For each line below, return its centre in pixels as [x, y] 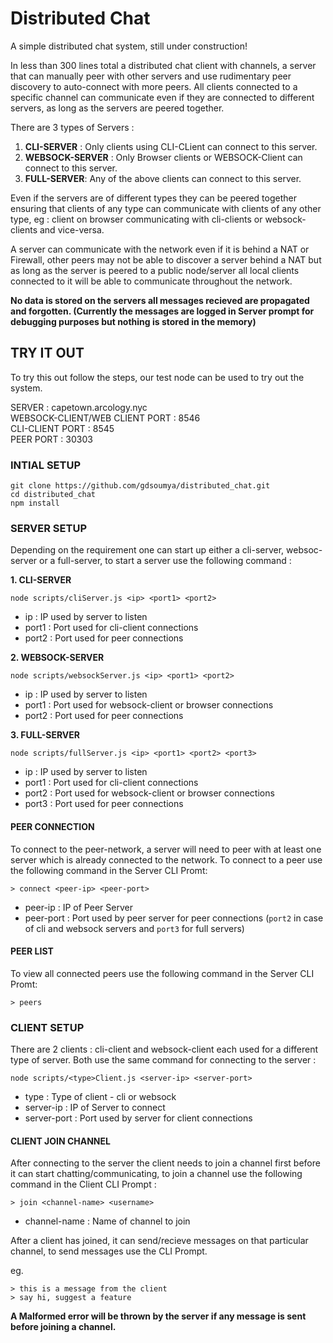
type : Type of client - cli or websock [100, 1097]
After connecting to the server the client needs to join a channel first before [165, 1163]
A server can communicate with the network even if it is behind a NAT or [160, 249]
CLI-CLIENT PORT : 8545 [62, 428]
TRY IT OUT [47, 353]
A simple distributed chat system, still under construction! [129, 46]
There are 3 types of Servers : [72, 127]
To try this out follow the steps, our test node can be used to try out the [157, 377]
